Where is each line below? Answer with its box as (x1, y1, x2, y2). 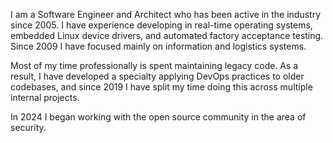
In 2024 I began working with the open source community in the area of (10, 111, 307, 123)
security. (10, 122, 47, 133)
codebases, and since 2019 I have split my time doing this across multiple (10, 81, 313, 93)
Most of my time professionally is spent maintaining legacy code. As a (10, 60, 299, 71)
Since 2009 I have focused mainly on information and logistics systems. (10, 40, 307, 52)
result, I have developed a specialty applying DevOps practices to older (10, 70, 305, 82)
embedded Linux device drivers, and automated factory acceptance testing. (10, 30, 324, 41)
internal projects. (10, 92, 80, 103)
